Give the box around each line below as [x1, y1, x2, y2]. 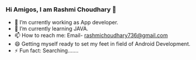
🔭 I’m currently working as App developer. [14, 19, 118, 26]
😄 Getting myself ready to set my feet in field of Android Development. [14, 40, 191, 48]
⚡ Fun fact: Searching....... [14, 47, 79, 54]
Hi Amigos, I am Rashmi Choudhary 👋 [5, 5, 117, 14]
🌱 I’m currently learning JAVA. [14, 25, 88, 32]
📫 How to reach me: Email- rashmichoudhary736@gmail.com [14, 32, 168, 39]
